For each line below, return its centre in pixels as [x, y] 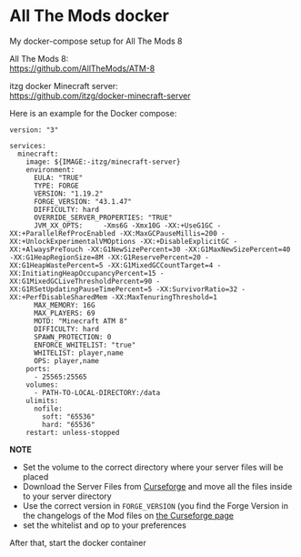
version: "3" [34, 130]
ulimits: [42, 400]
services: [28, 146]
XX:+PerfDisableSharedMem [58, 297]
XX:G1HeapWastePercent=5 [56, 265]
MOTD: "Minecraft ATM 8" [80, 321]
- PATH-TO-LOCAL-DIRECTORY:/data [97, 392]
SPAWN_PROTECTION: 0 [72, 337]
